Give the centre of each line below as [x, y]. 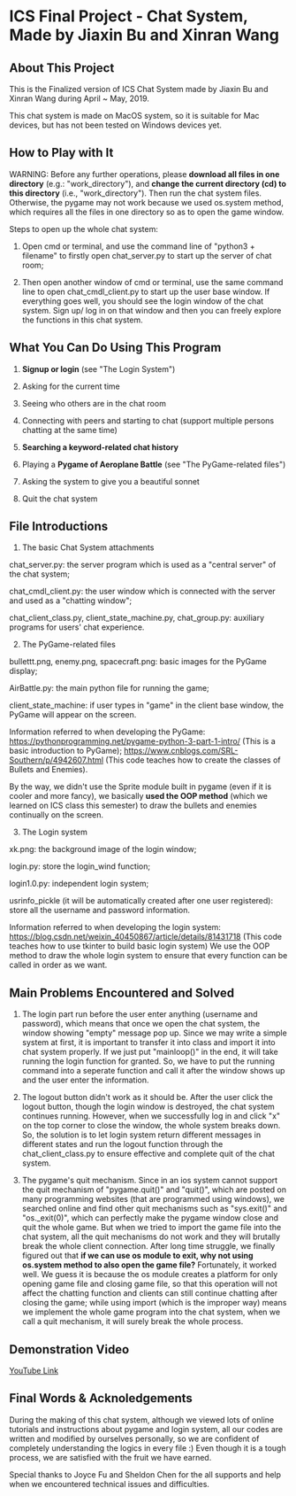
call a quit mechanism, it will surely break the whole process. [133, 1322]
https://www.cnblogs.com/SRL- [181, 751]
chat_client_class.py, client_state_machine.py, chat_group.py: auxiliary [137, 618]
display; [23, 671]
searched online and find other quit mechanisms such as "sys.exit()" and [154, 1209]
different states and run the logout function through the [122, 1144]
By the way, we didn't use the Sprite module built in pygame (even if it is [140, 787]
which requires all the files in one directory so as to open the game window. [147, 212]
